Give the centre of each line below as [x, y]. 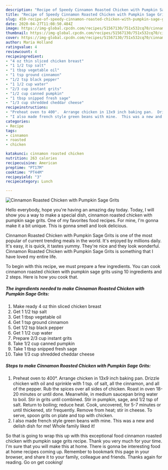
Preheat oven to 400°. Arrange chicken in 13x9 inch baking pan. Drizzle [86, 378]
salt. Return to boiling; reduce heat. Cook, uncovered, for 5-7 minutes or [87, 405]
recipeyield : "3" [24, 177]
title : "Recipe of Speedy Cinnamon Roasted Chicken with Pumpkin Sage [81, 14]
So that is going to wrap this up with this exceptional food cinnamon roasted [84, 436]
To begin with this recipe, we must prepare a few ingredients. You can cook [83, 266]
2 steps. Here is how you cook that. [42, 277]
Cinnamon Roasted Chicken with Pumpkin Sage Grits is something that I [80, 251]
